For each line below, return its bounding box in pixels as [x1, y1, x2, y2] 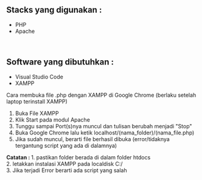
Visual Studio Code [15, 73, 64, 80]
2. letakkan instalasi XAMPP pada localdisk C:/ [6, 160, 123, 167]
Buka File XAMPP [15, 109, 59, 117]
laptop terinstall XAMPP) [6, 97, 68, 105]
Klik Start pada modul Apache [15, 116, 90, 123]
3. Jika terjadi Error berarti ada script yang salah [6, 167, 127, 174]
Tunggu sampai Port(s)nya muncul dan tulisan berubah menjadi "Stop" [15, 122, 193, 130]
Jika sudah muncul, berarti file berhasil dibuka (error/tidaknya [15, 135, 170, 142]
